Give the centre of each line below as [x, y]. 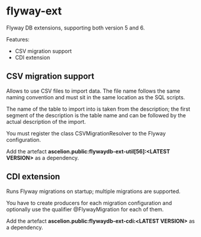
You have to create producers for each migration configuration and [89, 203]
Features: [18, 39]
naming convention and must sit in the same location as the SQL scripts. [96, 97]
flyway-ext [34, 11]
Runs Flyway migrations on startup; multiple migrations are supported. [93, 191]
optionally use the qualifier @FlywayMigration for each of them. [85, 209]
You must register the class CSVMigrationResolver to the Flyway [86, 133]
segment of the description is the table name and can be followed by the [96, 115]
